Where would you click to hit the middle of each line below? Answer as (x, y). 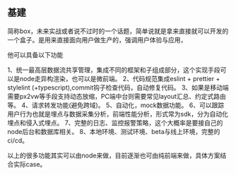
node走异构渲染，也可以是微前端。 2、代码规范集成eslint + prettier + (120, 78)
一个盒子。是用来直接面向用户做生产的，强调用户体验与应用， (97, 40)
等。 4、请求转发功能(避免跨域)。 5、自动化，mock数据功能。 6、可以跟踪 (116, 105)
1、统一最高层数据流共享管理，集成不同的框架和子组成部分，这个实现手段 (114, 70)
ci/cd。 (18, 140)
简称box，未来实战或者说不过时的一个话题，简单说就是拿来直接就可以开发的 (118, 31)
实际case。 (30, 164)
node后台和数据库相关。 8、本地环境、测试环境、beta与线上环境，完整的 (114, 131)
